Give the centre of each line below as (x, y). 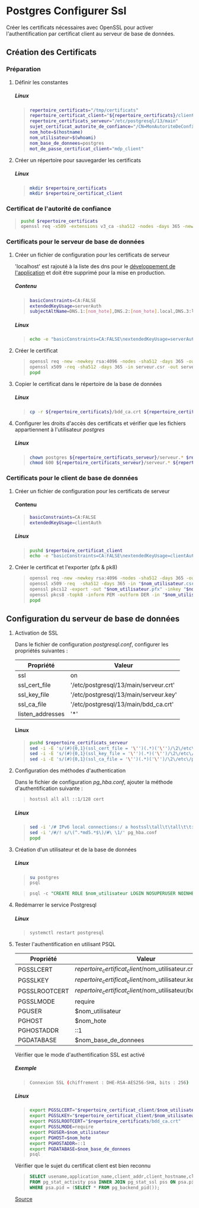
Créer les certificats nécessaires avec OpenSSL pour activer (80, 27)
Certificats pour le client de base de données (72, 478)
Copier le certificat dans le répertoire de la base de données (88, 383)
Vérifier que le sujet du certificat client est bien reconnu (83, 1166)
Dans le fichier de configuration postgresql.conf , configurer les (92, 645)
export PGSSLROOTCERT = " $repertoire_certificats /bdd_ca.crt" (105, 1121)
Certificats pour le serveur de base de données (76, 242)
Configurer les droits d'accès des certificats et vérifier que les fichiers (100, 423)
